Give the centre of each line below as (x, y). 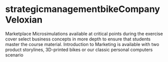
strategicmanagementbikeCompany (83, 9)
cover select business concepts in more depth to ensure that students (78, 39)
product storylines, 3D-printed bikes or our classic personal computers (79, 49)
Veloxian (24, 20)
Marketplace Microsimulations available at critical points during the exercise (84, 33)
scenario (14, 55)
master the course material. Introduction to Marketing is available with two (82, 44)
